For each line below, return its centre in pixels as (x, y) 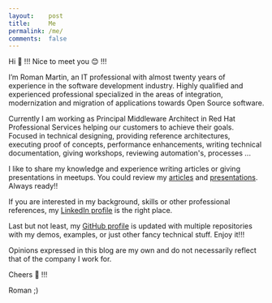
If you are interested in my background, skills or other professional (119, 202)
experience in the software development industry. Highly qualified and (126, 86)
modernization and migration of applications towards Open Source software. (136, 103)
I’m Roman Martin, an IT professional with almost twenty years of (117, 77)
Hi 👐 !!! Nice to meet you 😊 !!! (58, 62)
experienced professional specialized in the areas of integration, (116, 95)
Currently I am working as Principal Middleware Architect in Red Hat (122, 119)
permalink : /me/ (36, 31)
